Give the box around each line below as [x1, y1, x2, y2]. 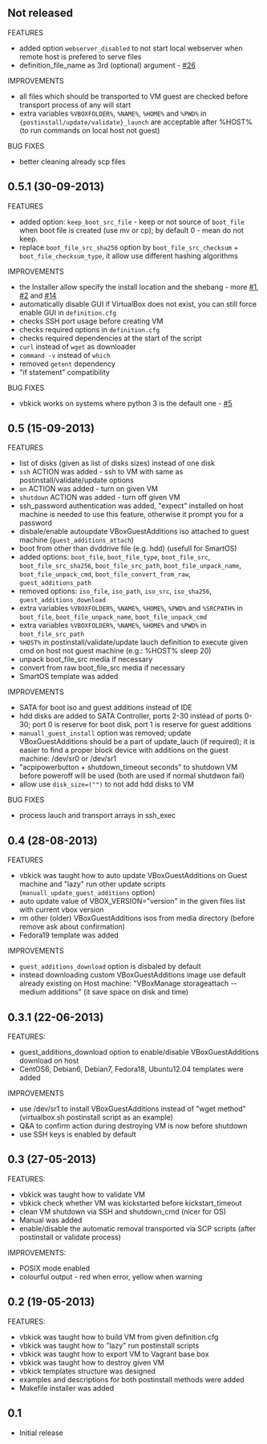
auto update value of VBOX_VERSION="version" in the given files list [18, 897, 245, 906]
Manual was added [18, 1215, 83, 1225]
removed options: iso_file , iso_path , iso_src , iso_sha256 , [18, 586, 212, 596]
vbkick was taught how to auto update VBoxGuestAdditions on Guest [18, 871, 248, 881]
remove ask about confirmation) [18, 922, 126, 932]
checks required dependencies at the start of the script [18, 333, 202, 343]
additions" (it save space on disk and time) [47, 987, 189, 997]
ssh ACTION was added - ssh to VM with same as [18, 467, 184, 477]
